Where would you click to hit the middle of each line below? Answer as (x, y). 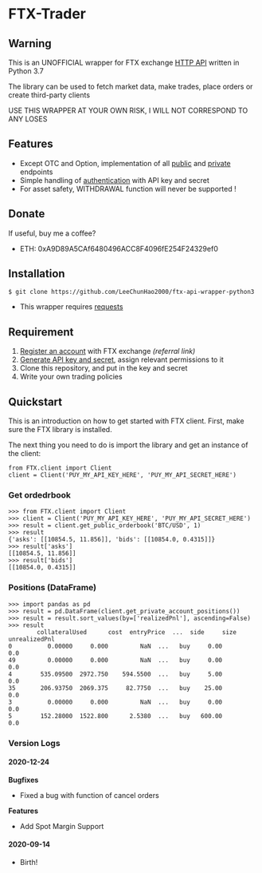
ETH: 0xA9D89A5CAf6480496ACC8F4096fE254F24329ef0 (119, 248)
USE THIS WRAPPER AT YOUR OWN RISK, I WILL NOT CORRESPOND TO (128, 110)
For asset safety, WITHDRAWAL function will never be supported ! (128, 188)
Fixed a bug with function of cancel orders (89, 795)
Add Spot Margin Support (62, 826)
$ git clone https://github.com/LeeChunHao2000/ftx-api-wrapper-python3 (131, 292)
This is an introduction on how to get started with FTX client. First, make (126, 421)
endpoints (36, 172)
